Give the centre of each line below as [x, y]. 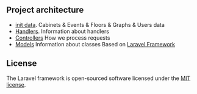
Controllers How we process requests [63, 38]
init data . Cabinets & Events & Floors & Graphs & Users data [90, 24]
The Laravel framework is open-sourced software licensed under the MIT [99, 78]
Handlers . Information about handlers [62, 31]
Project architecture [45, 10]
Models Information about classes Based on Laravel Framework [95, 44]
